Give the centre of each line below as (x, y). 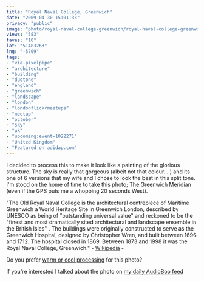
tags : (13, 57)
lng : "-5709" (23, 52)
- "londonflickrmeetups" (38, 108)
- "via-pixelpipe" (29, 63)
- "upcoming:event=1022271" (42, 137)
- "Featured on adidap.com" (42, 147)
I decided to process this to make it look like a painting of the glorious (93, 165)
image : (15, 29)
